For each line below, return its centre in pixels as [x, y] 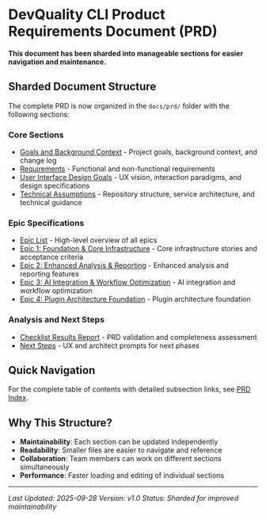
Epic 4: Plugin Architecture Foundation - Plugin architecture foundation [135, 300]
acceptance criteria [51, 257]
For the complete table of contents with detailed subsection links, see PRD [129, 389]
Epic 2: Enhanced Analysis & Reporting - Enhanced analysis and [124, 265]
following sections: [39, 114]
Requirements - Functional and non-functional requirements [117, 169]
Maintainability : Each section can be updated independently [119, 442]
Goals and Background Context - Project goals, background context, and [138, 152]
